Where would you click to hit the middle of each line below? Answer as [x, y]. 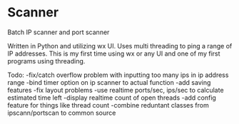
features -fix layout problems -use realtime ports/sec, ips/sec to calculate [116, 90]
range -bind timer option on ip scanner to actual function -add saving [109, 82]
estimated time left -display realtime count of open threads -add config [112, 98]
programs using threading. [46, 61]
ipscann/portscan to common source [62, 113]
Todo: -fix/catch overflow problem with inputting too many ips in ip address [118, 75]
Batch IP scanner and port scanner [59, 32]
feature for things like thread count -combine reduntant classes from [108, 105]
